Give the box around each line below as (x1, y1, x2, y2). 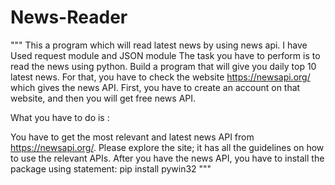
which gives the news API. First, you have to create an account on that (10, 81, 301, 93)
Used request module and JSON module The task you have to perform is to (10, 49, 321, 61)
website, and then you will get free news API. (10, 92, 197, 104)
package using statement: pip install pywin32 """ (10, 162, 212, 175)
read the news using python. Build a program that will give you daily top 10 (10, 60, 317, 72)
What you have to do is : (10, 111, 110, 123)
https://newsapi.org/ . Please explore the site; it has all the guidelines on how (10, 141, 325, 153)
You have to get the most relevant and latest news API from (10, 131, 255, 143)
